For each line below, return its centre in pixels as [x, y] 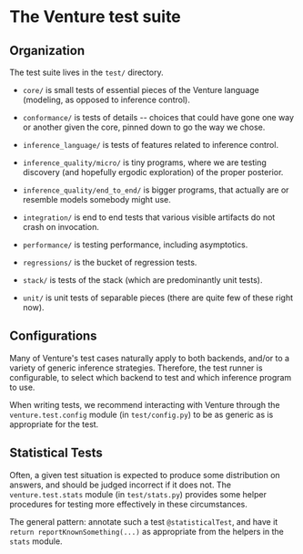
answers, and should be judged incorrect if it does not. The [121, 485]
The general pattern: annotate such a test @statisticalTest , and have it [144, 521]
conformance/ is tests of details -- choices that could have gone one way [158, 117]
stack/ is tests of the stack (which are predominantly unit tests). [142, 280]
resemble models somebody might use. [96, 199]
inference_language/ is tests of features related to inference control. [151, 145]
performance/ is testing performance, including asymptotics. [135, 245]
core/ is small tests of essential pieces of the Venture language [141, 90]
